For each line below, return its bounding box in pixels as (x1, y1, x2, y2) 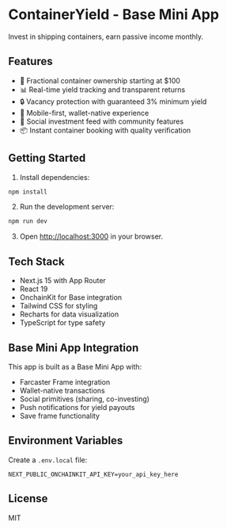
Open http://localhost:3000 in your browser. (19, 232, 164, 241)
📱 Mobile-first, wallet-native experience (19, 108, 149, 117)
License (8, 492, 48, 505)
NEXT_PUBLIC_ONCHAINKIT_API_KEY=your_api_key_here (8, 470, 179, 478)
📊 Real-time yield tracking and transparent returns (19, 85, 186, 94)
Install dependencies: (19, 172, 90, 182)
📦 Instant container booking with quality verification (19, 125, 191, 135)
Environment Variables (8, 434, 123, 447)
